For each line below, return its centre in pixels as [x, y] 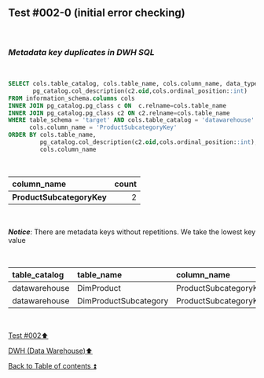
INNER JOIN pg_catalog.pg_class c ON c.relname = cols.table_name [117, 105]
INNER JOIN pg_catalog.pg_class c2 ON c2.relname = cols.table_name [119, 113]
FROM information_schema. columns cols [71, 98]
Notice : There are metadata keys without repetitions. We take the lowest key [132, 232]
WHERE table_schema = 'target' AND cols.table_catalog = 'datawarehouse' [132, 120]
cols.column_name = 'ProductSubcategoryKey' [103, 128]
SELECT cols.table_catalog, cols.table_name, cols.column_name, [115, 84]
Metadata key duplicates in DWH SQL [81, 52]
